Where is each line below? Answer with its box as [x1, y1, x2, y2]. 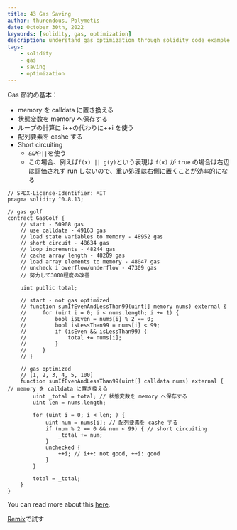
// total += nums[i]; [20, 334, 122, 341]
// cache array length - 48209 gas [20, 252, 126, 259]
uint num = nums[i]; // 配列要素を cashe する [45, 419, 178, 426]
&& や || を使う [28, 149, 67, 157]
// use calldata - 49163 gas [20, 227, 106, 234]
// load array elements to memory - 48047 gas [20, 258, 160, 265]
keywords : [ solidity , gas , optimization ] [7, 30, 132, 38]
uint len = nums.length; [33, 399, 106, 406]
